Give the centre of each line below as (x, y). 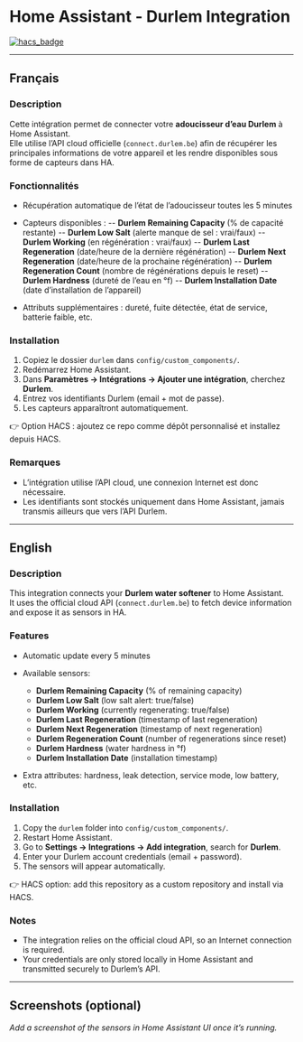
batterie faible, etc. (57, 317)
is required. (43, 950)
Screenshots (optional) (75, 1005)
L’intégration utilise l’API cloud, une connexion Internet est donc (140, 482)
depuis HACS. (35, 439)
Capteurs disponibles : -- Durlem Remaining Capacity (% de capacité (153, 222)
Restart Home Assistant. (67, 837)
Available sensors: (56, 673)
